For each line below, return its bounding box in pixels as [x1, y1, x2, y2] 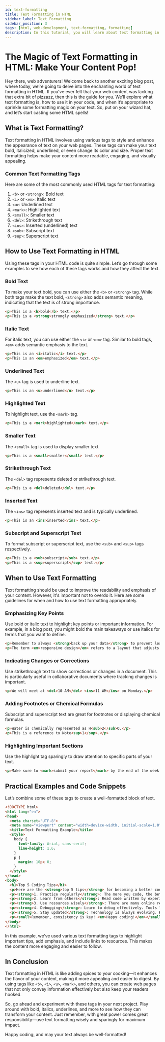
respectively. [5, 546, 31, 552]
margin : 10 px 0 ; [18, 860, 52, 864]
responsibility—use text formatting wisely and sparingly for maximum [5, 1017, 146, 1023]
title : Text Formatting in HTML [5, 12, 71, 17]
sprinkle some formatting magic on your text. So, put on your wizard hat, [5, 104, 152, 110]
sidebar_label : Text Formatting [5, 16, 71, 21]
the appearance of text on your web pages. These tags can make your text [5, 142, 156, 148]
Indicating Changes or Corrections [5, 657, 89, 664]
